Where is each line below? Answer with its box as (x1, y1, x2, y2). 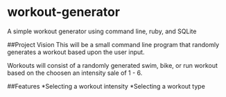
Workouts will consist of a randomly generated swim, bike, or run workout (7, 61, 218, 69)
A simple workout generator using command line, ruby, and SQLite (7, 27, 197, 35)
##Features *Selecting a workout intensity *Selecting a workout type (7, 82, 206, 90)
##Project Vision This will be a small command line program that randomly (7, 40, 220, 48)
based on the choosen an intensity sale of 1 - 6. (7, 69, 143, 77)
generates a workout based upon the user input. (7, 48, 145, 56)
